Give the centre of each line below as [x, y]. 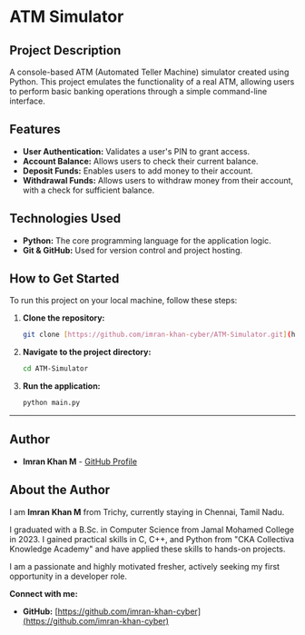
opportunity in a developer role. [68, 576]
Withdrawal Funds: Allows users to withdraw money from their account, [157, 180]
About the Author [60, 490]
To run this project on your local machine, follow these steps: [123, 301]
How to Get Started [64, 279]
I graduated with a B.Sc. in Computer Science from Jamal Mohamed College [152, 530]
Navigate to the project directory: [87, 352]
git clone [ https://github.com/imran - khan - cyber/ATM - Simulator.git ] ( [157, 335]
